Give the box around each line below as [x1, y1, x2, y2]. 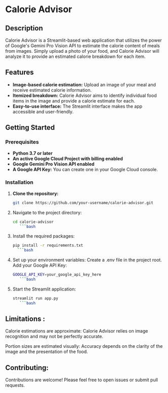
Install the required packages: [12, 233, 75, 239]
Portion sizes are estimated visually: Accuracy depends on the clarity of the [5, 343, 163, 349]
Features [5, 68, 34, 77]
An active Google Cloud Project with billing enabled [12, 155, 123, 161]
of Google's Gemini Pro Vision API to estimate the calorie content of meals [5, 43, 160, 49]
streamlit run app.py [12, 296, 58, 301]
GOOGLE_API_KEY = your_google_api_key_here [12, 272, 102, 277]
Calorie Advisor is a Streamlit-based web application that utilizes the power [5, 37, 162, 43]
